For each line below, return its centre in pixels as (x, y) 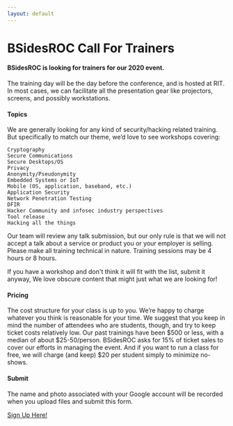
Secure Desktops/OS (35, 162)
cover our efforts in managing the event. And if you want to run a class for (113, 348)
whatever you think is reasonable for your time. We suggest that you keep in (116, 318)
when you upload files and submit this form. (70, 401)
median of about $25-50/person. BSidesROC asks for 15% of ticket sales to (115, 340)
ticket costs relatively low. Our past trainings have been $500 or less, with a (115, 333)
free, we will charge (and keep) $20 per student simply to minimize (103, 355)
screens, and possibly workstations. (59, 98)
